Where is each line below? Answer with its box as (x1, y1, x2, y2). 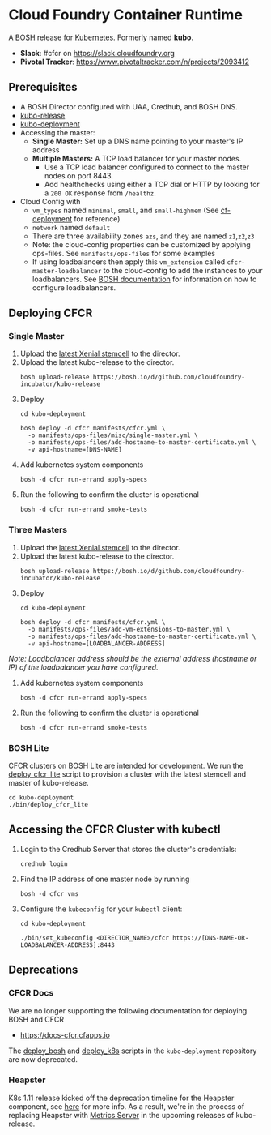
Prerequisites (8, 80, 78, 94)
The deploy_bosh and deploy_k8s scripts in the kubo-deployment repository (8, 1046, 257, 1056)
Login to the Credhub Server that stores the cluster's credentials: (19, 844, 237, 854)
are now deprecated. (8, 1054, 78, 1064)
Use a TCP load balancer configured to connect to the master (44, 162, 249, 172)
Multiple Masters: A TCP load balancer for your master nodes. (32, 153, 242, 163)
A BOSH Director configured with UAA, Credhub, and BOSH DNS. (19, 101, 239, 111)
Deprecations (8, 963, 78, 977)
